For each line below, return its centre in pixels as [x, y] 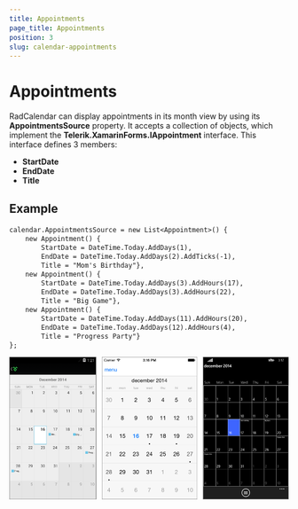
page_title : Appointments [57, 28]
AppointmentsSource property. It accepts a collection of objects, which [141, 126]
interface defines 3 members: [63, 145]
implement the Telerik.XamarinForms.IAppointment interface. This [133, 135]
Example [34, 208]
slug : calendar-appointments [63, 47]
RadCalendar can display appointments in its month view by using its [135, 116]
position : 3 [31, 37]
